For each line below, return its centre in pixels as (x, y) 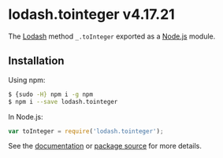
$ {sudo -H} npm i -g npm (50, 94)
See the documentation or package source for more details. (105, 146)
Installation (36, 61)
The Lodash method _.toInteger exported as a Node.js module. (112, 36)
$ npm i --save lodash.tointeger (63, 101)
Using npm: (27, 79)
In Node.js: (26, 116)
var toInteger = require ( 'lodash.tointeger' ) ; (86, 131)
